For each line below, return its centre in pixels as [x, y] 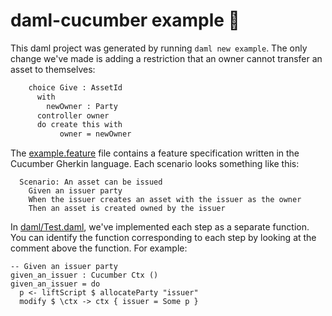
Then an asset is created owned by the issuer [127, 209]
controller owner [73, 115]
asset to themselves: [53, 69]
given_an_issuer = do [55, 284]
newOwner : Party [82, 106]
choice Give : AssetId [75, 87]
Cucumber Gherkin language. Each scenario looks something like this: [155, 164]
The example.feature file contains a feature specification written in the [155, 153]
